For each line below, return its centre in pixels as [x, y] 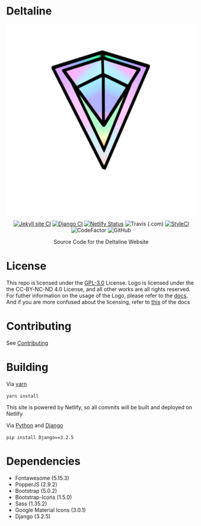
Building [27, 367]
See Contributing [27, 343]
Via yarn [17, 384]
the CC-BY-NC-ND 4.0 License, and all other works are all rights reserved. [98, 289]
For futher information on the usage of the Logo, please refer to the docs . [97, 295]
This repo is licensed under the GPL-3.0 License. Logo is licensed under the [100, 283]
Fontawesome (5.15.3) [42, 478]
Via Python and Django [35, 425]
